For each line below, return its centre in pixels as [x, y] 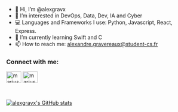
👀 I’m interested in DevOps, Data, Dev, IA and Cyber [79, 16]
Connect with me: [33, 62]
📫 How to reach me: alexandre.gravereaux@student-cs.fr [86, 44]
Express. [26, 31]
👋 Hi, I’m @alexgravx [40, 9]
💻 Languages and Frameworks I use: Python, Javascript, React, [94, 22]
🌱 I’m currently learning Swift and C [59, 37]
